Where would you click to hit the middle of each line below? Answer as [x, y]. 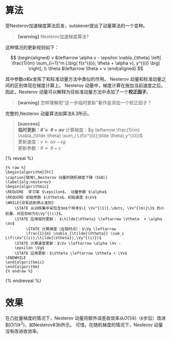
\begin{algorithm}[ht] [29, 172]
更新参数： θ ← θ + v [39, 148]
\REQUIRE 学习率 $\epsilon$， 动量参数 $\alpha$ [56, 192]
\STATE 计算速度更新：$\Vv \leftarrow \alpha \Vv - [68, 243]
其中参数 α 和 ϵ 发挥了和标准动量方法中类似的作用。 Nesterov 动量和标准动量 [83, 79]
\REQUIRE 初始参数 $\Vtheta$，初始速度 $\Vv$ [51, 197]
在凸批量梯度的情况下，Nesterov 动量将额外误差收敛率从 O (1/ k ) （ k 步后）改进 [86, 318]
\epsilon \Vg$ [29, 248]
